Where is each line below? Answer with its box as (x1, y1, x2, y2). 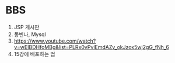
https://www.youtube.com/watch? (13, 37, 96, 44)
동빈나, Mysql (13, 30, 46, 38)
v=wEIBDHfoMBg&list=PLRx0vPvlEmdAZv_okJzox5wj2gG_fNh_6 (13, 43, 170, 50)
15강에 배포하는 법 (13, 50, 55, 57)
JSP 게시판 (13, 23, 40, 30)
